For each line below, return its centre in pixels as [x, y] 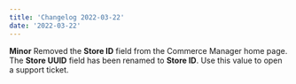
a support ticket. [39, 69]
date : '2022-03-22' [45, 26]
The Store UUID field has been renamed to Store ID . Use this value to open [146, 60]
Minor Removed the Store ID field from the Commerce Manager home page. [148, 50]
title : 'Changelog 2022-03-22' [67, 17]
